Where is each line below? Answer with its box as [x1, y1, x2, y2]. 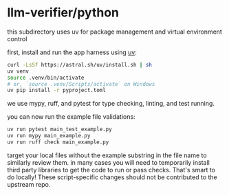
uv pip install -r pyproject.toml [7, 87, 107, 94]
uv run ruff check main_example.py [7, 139, 109, 146]
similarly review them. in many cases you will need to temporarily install [7, 158, 210, 166]
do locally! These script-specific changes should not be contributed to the [7, 173, 218, 181]
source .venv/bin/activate [7, 74, 85, 81]
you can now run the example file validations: [7, 113, 135, 121]
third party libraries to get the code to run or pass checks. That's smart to [7, 165, 215, 174]
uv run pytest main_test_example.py [7, 126, 112, 133]
